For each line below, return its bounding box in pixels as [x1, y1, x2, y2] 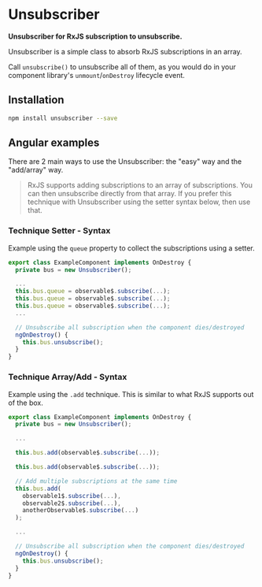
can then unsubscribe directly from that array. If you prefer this [27, 189, 232, 199]
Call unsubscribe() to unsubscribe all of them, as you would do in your [8, 61, 236, 72]
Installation [8, 93, 65, 107]
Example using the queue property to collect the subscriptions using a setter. [8, 243, 256, 253]
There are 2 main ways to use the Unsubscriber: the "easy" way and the [8, 157, 242, 166]
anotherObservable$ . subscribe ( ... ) [22, 507, 139, 515]
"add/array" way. [8, 165, 64, 175]
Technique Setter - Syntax [8, 225, 111, 236]
